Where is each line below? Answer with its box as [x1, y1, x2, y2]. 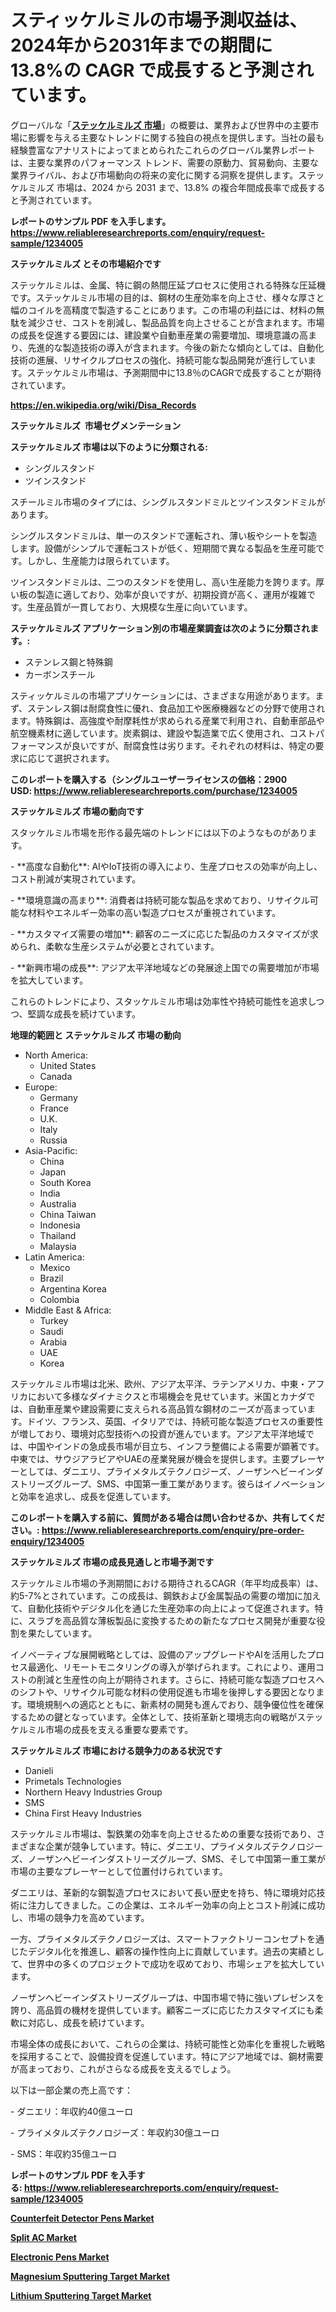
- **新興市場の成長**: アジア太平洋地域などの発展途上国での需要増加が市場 [10, 961, 320, 973]
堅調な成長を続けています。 [27, 1007, 142, 1020]
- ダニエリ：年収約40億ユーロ [10, 2105, 134, 2117]
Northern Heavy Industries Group [24, 1786, 163, 1798]
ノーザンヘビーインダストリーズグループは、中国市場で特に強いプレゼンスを [10, 1991, 325, 2003]
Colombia [39, 1293, 80, 1305]
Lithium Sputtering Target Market [10, 2289, 152, 2301]
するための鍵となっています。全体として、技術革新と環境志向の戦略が [10, 1711, 298, 1723]
